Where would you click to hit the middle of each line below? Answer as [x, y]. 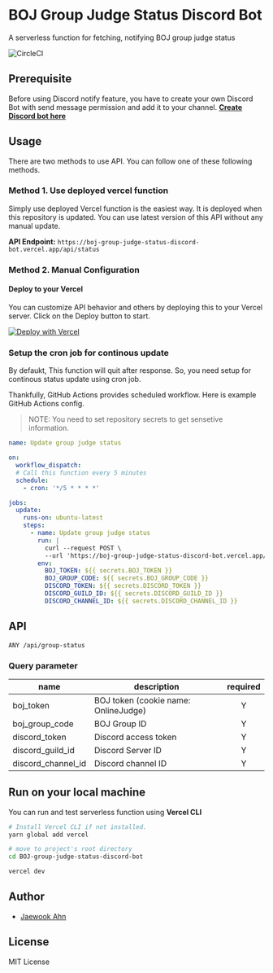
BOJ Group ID [120, 724]
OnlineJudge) [120, 710]
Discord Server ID [128, 750]
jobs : [17, 502]
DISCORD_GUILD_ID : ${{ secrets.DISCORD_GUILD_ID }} [134, 594]
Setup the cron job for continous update [89, 353]
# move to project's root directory [70, 849]
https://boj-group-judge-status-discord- [128, 242]
